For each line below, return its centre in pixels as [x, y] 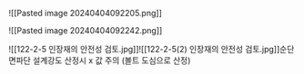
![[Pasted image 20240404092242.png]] [86, 30]
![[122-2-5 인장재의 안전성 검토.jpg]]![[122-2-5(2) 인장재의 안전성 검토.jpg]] [144, 49]
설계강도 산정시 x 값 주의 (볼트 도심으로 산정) [111, 60]
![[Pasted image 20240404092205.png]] [86, 13]
